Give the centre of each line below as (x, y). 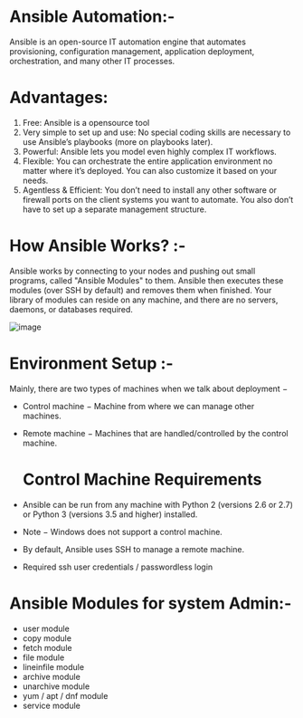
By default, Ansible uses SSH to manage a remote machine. (133, 549)
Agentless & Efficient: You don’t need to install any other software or (150, 190)
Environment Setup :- (91, 363)
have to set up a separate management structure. (114, 209)
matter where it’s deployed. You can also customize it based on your (150, 170)
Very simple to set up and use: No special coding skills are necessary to (156, 132)
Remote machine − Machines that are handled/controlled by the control (155, 433)
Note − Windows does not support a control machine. (123, 531)
